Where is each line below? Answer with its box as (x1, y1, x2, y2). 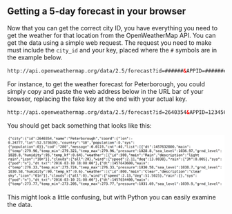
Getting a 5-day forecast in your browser (7, 6, 186, 17)
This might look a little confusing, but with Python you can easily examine (7, 193, 216, 202)
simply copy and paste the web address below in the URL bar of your (7, 87, 204, 95)
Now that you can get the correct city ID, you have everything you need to (7, 23, 218, 32)
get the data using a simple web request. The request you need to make (7, 38, 212, 47)
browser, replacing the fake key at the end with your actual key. (7, 95, 188, 103)
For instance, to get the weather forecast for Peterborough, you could (7, 79, 205, 88)
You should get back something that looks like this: (7, 121, 152, 130)
